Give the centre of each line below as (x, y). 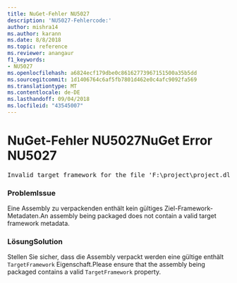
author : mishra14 (33, 27)
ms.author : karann (34, 34)
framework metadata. (39, 224)
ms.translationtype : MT (42, 86)
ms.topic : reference (38, 47)
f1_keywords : (26, 60)
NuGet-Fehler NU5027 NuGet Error (110, 141)
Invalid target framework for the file (76, 175)
